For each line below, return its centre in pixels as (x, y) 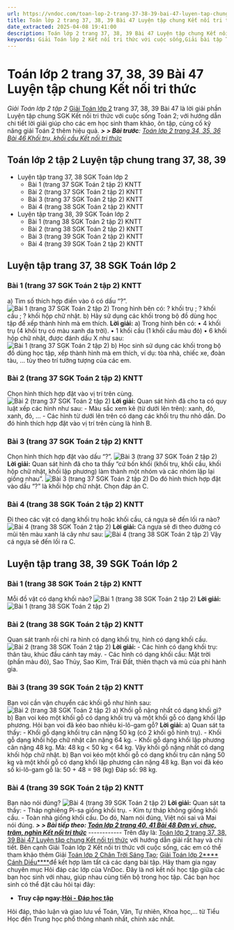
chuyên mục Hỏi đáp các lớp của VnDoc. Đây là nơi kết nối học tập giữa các (116, 870)
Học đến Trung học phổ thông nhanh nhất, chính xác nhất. (91, 919)
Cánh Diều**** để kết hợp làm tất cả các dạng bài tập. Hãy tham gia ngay (112, 862)
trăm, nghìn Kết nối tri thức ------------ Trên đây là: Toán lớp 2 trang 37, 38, (117, 833)
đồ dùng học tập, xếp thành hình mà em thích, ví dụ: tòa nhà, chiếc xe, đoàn (116, 353)
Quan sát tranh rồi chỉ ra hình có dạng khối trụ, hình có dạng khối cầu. (107, 639)
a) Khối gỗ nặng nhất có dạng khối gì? (167, 710)
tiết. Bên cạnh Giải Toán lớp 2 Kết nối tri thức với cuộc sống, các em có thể (114, 848)
